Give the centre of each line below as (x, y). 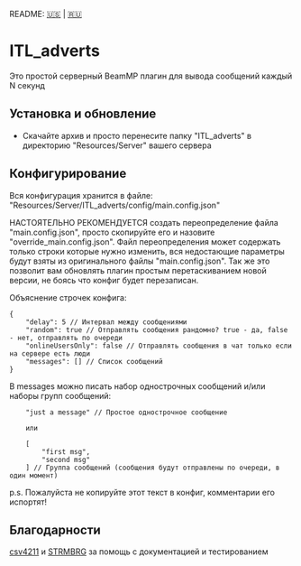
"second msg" (66, 459)
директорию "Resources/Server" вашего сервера (117, 145)
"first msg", (66, 451)
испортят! (28, 502)
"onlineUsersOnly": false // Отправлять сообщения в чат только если (159, 346)
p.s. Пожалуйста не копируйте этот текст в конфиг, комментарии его (142, 492)
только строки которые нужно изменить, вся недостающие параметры (147, 251)
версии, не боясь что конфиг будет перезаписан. (104, 280)
